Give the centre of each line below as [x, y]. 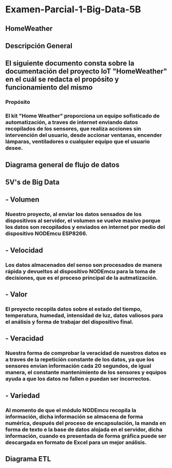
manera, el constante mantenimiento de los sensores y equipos [86, 372]
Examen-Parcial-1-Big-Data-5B [73, 10]
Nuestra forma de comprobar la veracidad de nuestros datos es [86, 353]
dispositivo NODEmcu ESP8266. [46, 233]
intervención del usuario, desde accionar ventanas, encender [84, 135]
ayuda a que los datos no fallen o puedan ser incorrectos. [78, 379]
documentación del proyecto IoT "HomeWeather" [86, 71]
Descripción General [39, 46]
